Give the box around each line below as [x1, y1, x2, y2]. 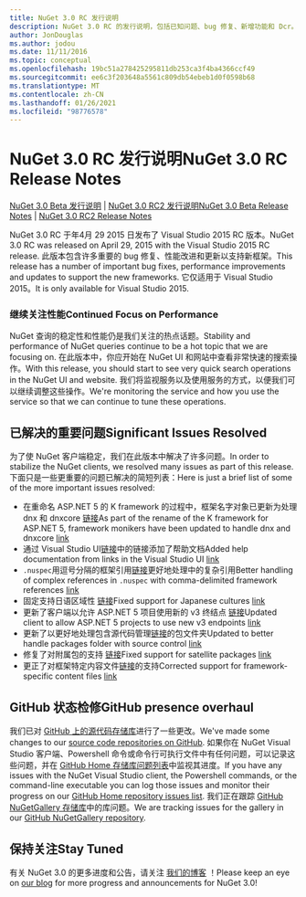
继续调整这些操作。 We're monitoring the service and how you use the [16, 385, 280, 397]
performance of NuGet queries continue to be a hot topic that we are [9, 341, 269, 352]
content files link [54, 670, 118, 681]
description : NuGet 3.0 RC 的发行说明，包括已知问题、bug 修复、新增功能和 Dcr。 [9, 22, 299, 31]
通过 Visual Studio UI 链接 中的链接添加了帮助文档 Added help [22, 543, 248, 554]
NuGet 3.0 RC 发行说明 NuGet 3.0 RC [9, 149, 288, 170]
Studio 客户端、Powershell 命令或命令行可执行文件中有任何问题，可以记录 [9, 748, 288, 759]
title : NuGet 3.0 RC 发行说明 [9, 13, 119, 23]
